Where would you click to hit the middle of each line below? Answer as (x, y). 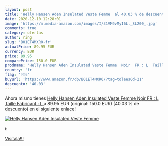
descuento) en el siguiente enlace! (41, 109)
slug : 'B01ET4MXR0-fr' (29, 42)
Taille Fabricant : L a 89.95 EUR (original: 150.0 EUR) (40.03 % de (72, 103)
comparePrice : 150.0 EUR (31, 61)
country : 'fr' (20, 70)
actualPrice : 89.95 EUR (30, 47)
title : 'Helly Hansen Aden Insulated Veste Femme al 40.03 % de (74, 14)
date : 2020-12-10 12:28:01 (33, 19)
